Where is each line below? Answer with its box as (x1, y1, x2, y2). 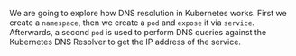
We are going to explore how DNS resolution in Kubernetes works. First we (9, 8, 287, 18)
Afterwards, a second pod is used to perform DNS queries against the (9, 27, 267, 37)
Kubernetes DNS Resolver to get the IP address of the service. (9, 36, 242, 47)
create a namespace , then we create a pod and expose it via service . (9, 17, 255, 28)
